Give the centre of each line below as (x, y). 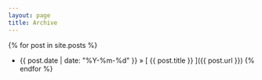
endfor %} (36, 68)
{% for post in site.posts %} (53, 45)
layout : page (29, 15)
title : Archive (33, 23)
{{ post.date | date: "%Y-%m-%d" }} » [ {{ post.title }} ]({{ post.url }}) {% (137, 60)
